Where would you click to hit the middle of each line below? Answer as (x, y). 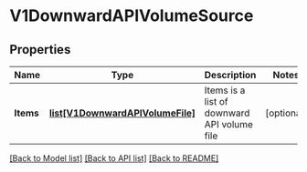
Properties (40, 50)
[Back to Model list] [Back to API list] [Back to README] (114, 158)
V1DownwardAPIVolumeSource (132, 16)
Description (230, 75)
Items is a (225, 90)
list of (216, 101)
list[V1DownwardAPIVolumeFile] (122, 113)
